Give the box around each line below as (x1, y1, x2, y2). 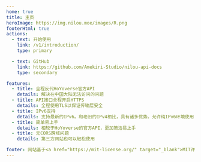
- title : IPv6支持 (11, 108, 56, 114)
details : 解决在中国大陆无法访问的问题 (17, 91, 104, 97)
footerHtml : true (6, 25, 50, 32)
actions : (6, 31, 28, 37)
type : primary (17, 48, 52, 54)
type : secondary (17, 69, 58, 75)
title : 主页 (6, 14, 34, 20)
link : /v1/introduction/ (17, 42, 79, 48)
